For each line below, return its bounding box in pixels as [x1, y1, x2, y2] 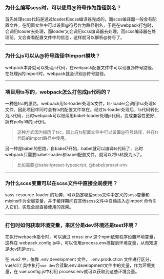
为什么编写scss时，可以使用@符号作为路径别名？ [5, 4, 122, 11]
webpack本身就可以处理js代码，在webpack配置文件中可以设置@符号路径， [5, 64, 156, 70]
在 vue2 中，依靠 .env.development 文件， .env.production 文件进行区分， [5, 257, 154, 262]
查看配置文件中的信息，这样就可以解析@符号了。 [26, 35, 125, 40]
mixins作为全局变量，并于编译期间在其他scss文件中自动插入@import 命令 [5, 198, 153, 204]
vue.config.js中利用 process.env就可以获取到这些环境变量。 [19, 269, 140, 275]
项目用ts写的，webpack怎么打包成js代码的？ [5, 89, 111, 95]
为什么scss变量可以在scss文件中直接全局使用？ [5, 180, 118, 186]
